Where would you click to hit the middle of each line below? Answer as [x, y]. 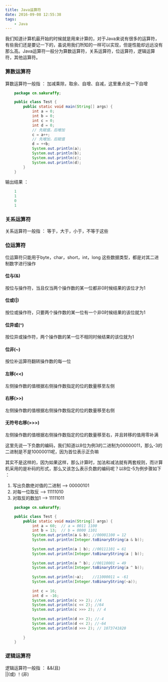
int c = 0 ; [43, 121]
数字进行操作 [22, 263]
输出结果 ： [17, 182]
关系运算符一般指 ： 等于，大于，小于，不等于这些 [57, 231]
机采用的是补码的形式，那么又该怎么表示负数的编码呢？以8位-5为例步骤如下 [83, 468]
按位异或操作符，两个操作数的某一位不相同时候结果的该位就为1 [69, 337]
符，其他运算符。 [23, 58]
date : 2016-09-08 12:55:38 [33, 15]
